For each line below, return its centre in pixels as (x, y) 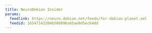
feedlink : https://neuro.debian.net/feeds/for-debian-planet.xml (78, 18)
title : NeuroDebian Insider (34, 9)
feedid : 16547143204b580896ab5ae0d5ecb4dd (54, 23)
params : (13, 14)
